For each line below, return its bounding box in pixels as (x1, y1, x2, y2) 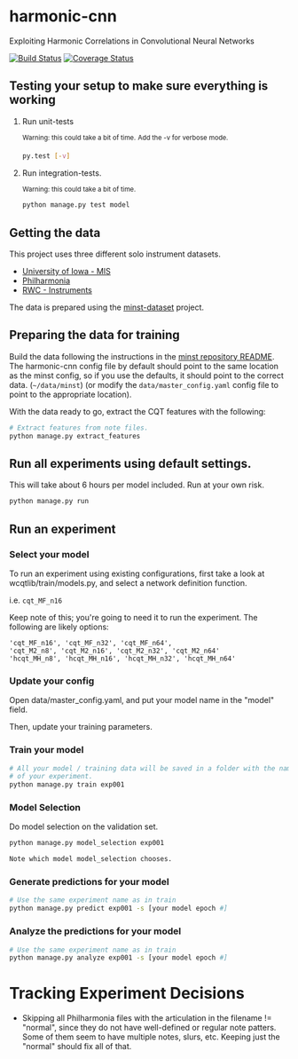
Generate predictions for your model (9, 876, 170, 889)
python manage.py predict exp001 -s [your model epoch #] (9, 904, 228, 913)
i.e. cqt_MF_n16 (9, 595, 63, 605)
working (9, 92, 56, 107)
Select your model (9, 548, 90, 560)
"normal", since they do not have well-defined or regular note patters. (21, 1023, 277, 1033)
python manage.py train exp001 (9, 780, 125, 789)
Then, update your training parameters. (9, 722, 153, 732)
